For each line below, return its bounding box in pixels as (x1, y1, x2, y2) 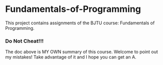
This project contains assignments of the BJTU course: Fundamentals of (5, 20, 155, 26)
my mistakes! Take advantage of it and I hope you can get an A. (5, 54, 136, 60)
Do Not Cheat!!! (5, 37, 44, 44)
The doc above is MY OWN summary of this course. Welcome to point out (5, 49, 158, 55)
